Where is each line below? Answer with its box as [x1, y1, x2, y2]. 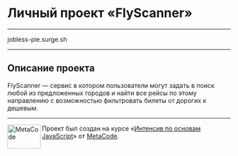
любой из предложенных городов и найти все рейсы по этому [7, 89, 197, 97]
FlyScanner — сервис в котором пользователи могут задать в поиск [7, 81, 215, 89]
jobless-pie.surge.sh [7, 35, 67, 43]
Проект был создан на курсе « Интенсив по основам [42, 124, 201, 133]
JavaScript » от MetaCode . [42, 131, 119, 140]
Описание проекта [7, 62, 95, 74]
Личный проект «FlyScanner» [7, 5, 193, 21]
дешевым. [7, 104, 39, 112]
